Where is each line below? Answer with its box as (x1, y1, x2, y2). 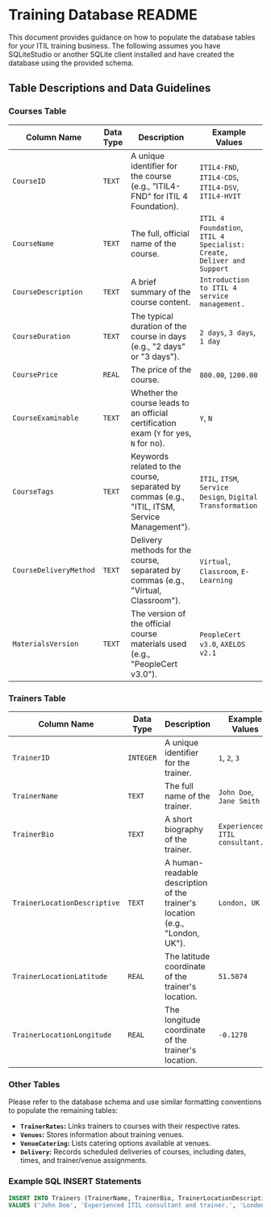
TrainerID (12, 752, 50, 762)
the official (130, 618, 171, 629)
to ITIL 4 (199, 283, 237, 292)
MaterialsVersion (12, 639, 79, 648)
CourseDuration (12, 331, 71, 340)
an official (130, 407, 169, 419)
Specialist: (199, 240, 246, 249)
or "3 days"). (130, 351, 180, 362)
